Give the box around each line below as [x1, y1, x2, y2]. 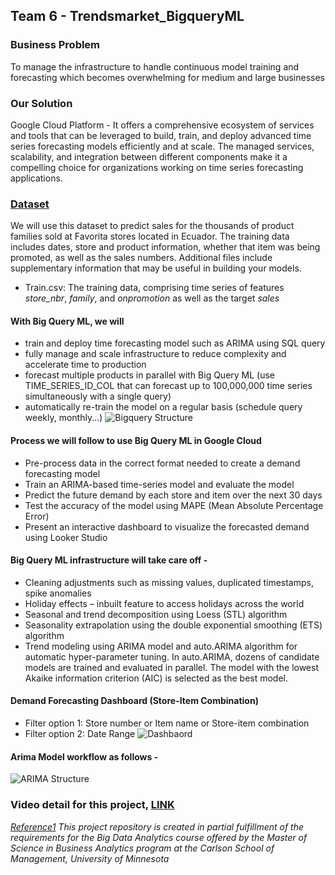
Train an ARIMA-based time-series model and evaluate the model [24, 478, 295, 490]
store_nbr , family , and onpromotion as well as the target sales [24, 292, 280, 304]
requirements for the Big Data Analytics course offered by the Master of [10, 831, 308, 843]
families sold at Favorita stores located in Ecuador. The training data [10, 230, 290, 243]
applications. [10, 172, 63, 184]
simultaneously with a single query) [24, 390, 172, 403]
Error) [24, 510, 50, 522]
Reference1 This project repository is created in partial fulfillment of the [10, 820, 305, 833]
